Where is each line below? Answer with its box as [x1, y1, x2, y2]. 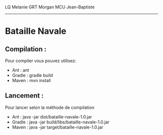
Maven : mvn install [12, 78, 51, 83]
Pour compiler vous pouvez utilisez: [5, 58, 77, 64]
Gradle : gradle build [12, 72, 53, 78]
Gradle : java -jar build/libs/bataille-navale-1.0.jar [12, 119, 110, 125]
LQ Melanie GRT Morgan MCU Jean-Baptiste [5, 4, 95, 10]
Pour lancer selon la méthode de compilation [5, 104, 95, 110]
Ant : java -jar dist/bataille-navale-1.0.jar [12, 114, 92, 119]
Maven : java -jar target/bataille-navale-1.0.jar [12, 124, 103, 130]
